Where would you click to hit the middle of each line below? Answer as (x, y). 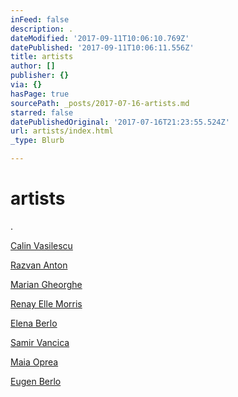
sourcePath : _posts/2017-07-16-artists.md (100, 103)
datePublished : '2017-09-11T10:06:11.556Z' (102, 47)
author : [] (33, 66)
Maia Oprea (34, 362)
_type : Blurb (37, 141)
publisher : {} (40, 76)
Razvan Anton (39, 265)
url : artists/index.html (62, 131)
